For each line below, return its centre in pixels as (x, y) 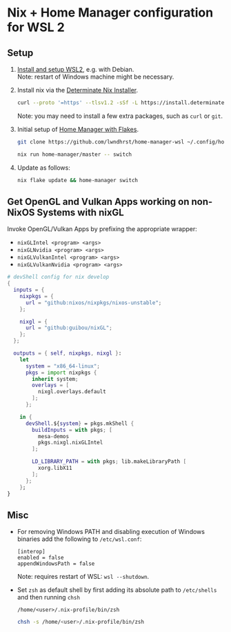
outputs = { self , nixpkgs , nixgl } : (68, 353)
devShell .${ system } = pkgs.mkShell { (80, 423)
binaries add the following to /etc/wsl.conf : (79, 539)
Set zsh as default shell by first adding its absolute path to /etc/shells (117, 590)
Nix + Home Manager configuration (110, 13)
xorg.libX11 (55, 468)
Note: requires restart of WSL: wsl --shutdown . (83, 577)
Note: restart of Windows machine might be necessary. (96, 77)
